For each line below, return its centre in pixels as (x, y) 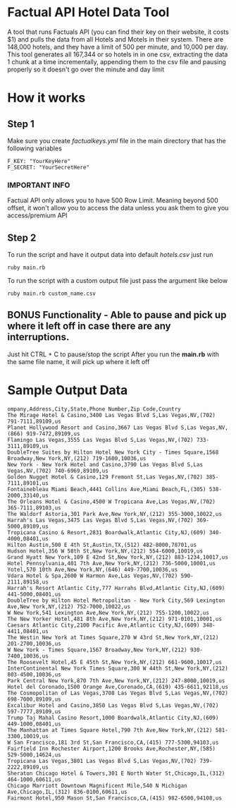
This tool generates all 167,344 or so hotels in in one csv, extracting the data (118, 54)
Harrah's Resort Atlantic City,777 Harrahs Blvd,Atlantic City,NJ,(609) (116, 588)
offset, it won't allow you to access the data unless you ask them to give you (118, 208)
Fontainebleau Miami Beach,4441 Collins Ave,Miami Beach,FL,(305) (107, 489)
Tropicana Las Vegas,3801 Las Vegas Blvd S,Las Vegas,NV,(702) (102, 761)
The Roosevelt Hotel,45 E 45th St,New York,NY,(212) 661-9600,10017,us (114, 662)
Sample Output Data (68, 391)
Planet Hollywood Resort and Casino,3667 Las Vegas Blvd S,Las (102, 428)
